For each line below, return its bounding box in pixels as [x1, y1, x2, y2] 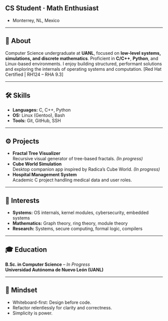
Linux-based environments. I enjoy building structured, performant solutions [5, 60, 162, 67]
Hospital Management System [12, 172, 77, 178]
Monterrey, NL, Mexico [12, 17, 60, 23]
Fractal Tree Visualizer [12, 150, 61, 156]
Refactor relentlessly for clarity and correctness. [12, 304, 112, 310]
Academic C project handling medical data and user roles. [12, 177, 132, 183]
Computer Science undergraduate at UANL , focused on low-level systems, [5, 50, 161, 56]
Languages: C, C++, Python [12, 107, 71, 113]
